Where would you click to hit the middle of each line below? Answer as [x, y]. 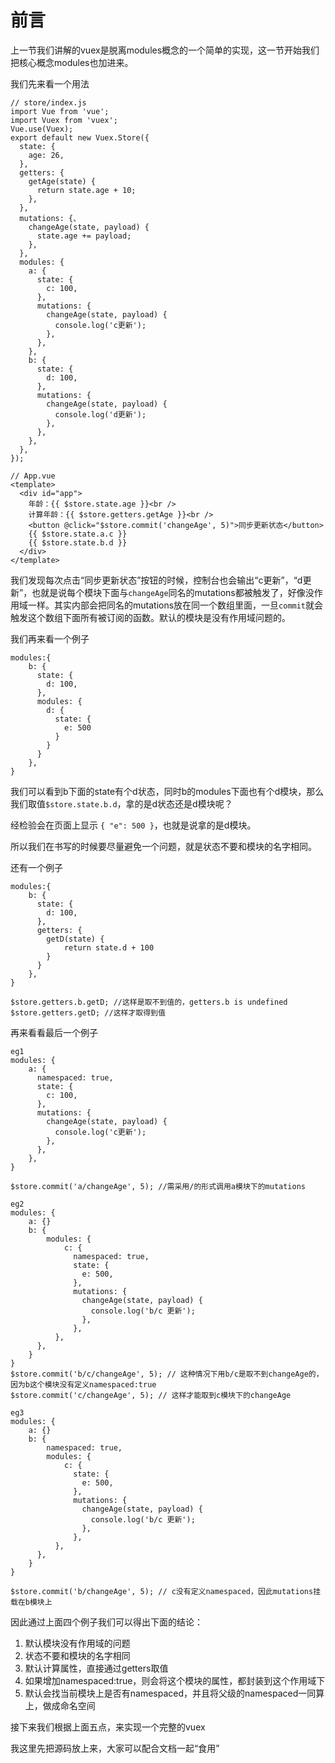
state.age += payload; [84, 236]
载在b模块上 [31, 1602]
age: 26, [46, 155]
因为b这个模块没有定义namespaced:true [83, 1384]
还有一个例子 [36, 867]
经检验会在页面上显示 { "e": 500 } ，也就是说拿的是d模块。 [133, 825]
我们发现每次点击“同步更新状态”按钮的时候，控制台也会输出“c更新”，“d [156, 580]
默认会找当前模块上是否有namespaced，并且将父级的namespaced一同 [170, 1693]
